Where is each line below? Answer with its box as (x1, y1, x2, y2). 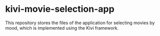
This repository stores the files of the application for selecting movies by (5, 20, 155, 26)
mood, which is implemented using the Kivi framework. (5, 25, 119, 31)
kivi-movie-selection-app (5, 3, 114, 15)
